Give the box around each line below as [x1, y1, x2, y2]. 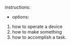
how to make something [12, 29, 62, 34]
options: [12, 14, 29, 19]
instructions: [5, 4, 31, 10]
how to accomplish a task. [12, 34, 66, 40]
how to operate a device [12, 23, 62, 29]
